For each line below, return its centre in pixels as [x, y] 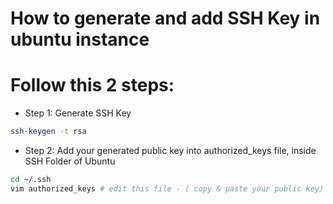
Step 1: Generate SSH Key [78, 113]
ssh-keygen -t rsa [48, 132]
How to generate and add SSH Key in [165, 18]
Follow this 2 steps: [92, 85]
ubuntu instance [80, 39]
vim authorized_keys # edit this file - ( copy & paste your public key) [167, 188]
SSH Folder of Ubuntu [70, 161]
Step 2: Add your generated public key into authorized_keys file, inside [170, 150]
